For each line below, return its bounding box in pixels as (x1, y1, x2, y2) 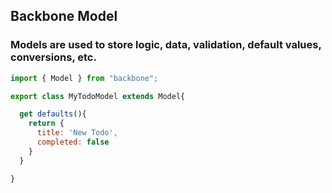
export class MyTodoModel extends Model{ (10, 91, 186, 101)
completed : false (36, 137, 110, 148)
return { (28, 119, 65, 129)
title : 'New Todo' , (36, 128, 118, 138)
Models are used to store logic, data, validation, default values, (10, 38, 322, 52)
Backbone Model (10, 8, 118, 25)
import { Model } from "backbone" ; (10, 73, 159, 83)
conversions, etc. (10, 50, 97, 64)
